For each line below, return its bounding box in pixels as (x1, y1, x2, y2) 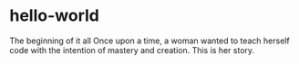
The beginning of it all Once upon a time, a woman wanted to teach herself (9, 35, 290, 46)
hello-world (9, 5, 100, 26)
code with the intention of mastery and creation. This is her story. (9, 44, 255, 55)
